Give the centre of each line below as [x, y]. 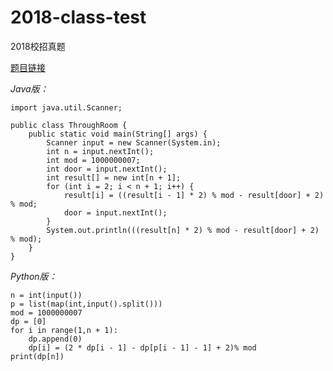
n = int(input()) [46, 295]
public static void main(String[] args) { [118, 134]
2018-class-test [78, 17]
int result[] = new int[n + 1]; [114, 177]
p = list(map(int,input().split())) [86, 304]
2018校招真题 [38, 46]
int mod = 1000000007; [93, 160]
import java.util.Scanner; [66, 107]
